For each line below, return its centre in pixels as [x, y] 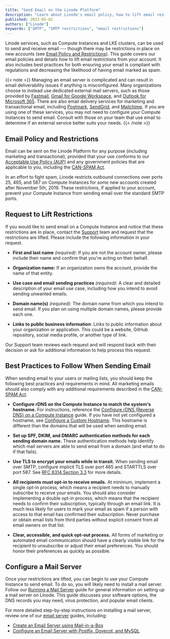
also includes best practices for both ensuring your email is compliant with [83, 65]
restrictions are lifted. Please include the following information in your [78, 237]
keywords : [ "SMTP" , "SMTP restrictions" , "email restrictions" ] [74, 29]
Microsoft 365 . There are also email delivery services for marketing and [80, 101]
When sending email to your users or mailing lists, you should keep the [79, 378]
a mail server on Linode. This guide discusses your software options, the [81, 595]
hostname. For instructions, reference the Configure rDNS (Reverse [83, 409]
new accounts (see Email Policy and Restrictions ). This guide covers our [80, 54]
